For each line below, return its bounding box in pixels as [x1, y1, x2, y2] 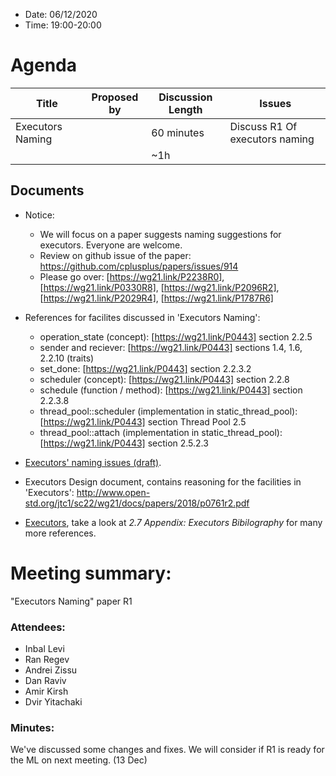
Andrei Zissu [24, 664, 78, 676]
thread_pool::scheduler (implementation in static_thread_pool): [39, 405, 298, 417]
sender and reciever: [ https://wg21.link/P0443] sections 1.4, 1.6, [39, 341, 303, 353]
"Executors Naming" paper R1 [10, 595, 133, 607]
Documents [10, 182, 85, 199]
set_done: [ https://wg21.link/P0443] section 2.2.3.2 [39, 362, 252, 374]
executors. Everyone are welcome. [39, 239, 183, 251]
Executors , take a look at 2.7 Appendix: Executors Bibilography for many [24, 516, 323, 528]
